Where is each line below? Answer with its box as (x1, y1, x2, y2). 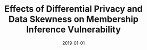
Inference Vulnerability (26, 24, 121, 35)
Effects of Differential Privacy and (4, 3, 143, 15)
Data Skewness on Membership (8, 14, 139, 25)
